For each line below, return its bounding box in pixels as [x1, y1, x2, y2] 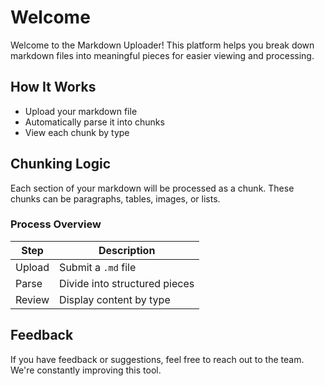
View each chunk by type [24, 126, 130, 138]
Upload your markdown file [24, 105, 138, 117]
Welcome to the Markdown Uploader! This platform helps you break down [10, 39, 315, 51]
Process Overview [10, 217, 102, 231]
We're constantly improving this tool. [10, 364, 162, 376]
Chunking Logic [10, 156, 112, 173]
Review [15, 292, 50, 306]
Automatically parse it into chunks [24, 116, 165, 128]
